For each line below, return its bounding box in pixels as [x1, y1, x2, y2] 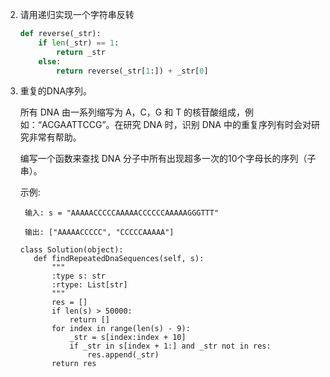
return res [51, 359, 97, 369]
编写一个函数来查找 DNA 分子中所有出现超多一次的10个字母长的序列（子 [19, 153, 317, 165]
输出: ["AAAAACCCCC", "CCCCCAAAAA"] [24, 228, 175, 238]
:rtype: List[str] [51, 280, 128, 290]
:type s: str [51, 271, 106, 282]
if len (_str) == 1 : [38, 38, 120, 48]
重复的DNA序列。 [19, 85, 93, 97]
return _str [56, 47, 106, 57]
